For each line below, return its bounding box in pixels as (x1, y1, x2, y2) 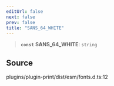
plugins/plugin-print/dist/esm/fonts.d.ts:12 (6, 74, 108, 81)
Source (6, 58, 33, 68)
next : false (6, 14, 35, 20)
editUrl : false (6, 8, 43, 15)
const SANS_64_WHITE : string (20, 41, 98, 48)
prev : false (6, 19, 35, 25)
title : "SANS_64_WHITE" (6, 25, 65, 31)
